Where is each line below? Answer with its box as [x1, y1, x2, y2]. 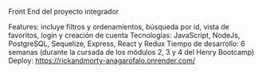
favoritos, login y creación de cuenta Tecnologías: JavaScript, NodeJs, [8, 31, 240, 40]
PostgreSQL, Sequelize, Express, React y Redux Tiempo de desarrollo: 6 [8, 39, 245, 48]
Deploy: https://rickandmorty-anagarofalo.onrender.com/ [8, 56, 196, 65]
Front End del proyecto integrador [8, 7, 119, 16]
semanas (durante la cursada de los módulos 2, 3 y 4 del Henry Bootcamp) [8, 48, 255, 56]
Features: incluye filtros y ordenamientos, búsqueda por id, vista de [8, 22, 229, 31]
